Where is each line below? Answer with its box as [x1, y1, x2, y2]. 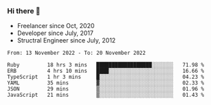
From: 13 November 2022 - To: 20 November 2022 [7, 49, 146, 57]
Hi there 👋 [7, 6, 41, 16]
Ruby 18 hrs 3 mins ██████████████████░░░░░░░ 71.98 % [7, 62, 205, 69]
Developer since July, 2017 [16, 29, 94, 37]
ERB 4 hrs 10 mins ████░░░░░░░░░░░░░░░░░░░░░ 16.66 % [7, 68, 205, 75]
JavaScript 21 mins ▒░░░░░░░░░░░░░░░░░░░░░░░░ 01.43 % [7, 92, 205, 99]
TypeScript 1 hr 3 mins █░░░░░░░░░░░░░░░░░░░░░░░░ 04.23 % [7, 73, 205, 81]
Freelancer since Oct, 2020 [16, 22, 95, 30]
